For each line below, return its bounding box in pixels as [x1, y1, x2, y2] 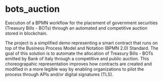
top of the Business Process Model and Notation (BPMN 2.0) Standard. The [5, 45, 159, 51]
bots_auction [5, 3, 60, 15]
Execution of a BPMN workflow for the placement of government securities [5, 20, 158, 26]
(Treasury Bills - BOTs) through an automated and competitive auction [5, 25, 148, 31]
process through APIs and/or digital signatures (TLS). [5, 71, 114, 77]
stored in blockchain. [5, 30, 48, 36]
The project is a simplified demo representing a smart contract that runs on [5, 40, 158, 45]
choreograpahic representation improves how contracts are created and [5, 61, 152, 67]
